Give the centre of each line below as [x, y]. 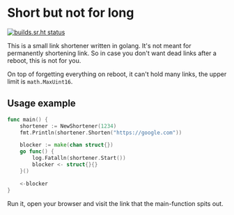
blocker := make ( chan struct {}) [67, 145]
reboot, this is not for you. [44, 60]
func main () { [28, 119]
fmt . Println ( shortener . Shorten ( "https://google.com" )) [101, 133]
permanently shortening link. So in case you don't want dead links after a [112, 53]
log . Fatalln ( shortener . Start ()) [79, 158]
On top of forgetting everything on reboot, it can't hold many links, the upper [117, 74]
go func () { [37, 151]
